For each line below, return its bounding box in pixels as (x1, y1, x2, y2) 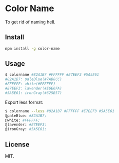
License (5, 140, 30, 148)
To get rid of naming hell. (5, 19, 56, 25)
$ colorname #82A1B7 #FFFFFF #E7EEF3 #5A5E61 (5, 72, 99, 77)
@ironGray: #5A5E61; (5, 127, 47, 132)
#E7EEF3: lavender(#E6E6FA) (5, 86, 62, 91)
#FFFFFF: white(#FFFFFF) (5, 81, 56, 87)
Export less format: (5, 99, 43, 105)
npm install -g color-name (5, 46, 60, 51)
